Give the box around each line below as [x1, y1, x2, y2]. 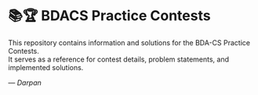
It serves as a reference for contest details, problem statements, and [8, 55, 230, 64]
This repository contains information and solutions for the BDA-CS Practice [8, 37, 251, 47]
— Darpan [8, 78, 42, 87]
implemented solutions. [8, 62, 84, 72]
